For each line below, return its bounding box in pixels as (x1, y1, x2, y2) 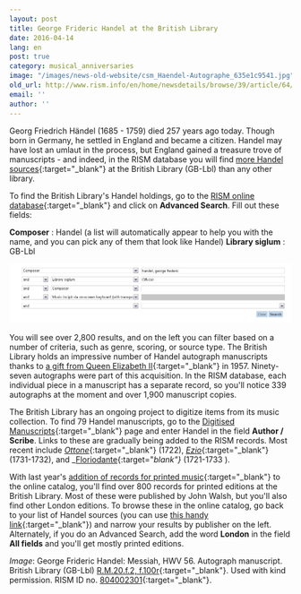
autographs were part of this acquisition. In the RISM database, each (33, 370, 287, 381)
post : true (9, 52, 50, 62)
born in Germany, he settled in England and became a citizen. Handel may (9, 134, 283, 145)
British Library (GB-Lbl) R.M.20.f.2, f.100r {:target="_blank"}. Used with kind (9, 565, 287, 575)
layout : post (9, 14, 58, 23)
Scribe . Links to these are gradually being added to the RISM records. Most (9, 435, 288, 445)
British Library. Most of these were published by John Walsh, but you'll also (9, 491, 288, 501)
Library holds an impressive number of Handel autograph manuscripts (9, 351, 269, 362)
